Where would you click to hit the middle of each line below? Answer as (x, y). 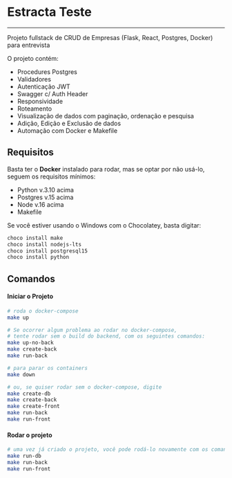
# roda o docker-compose (43, 311)
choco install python (38, 257)
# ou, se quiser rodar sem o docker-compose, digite (85, 387)
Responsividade (40, 101)
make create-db (29, 394)
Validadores (34, 79)
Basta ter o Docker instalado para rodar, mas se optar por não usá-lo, (106, 169)
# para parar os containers (48, 368)
